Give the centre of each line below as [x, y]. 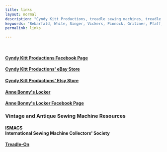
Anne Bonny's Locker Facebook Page [45, 103]
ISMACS [14, 128]
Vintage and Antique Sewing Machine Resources [65, 116]
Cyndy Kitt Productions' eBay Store [43, 69]
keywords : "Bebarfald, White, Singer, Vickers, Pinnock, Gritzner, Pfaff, [84, 24]
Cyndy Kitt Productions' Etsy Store [42, 80]
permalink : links [23, 28]
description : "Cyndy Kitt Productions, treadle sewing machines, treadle [83, 19]
